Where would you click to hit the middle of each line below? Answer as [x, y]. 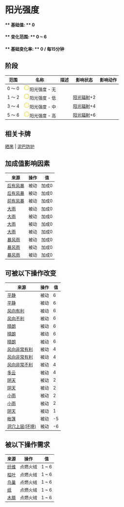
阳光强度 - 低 [43, 98]
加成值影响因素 [27, 164]
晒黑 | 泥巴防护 [20, 147]
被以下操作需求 [27, 445]
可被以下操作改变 [31, 273]
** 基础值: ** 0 [20, 24]
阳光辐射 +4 [84, 106]
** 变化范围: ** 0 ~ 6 [26, 37]
